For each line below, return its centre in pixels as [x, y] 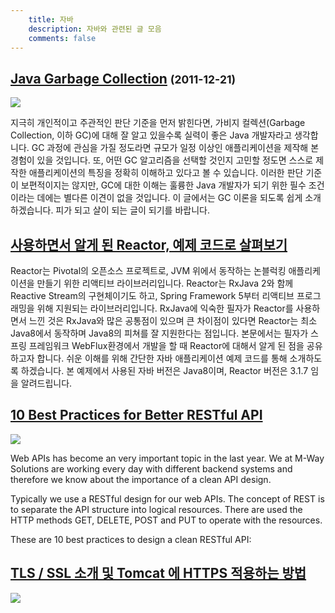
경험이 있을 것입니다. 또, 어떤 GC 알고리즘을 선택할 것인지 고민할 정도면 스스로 [162, 160]
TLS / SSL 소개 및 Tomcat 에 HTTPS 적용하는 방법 [158, 573]
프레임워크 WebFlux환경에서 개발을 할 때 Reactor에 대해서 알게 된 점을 [166, 345]
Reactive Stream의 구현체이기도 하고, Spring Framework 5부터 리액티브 [152, 295]
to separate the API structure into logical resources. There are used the [156, 509]
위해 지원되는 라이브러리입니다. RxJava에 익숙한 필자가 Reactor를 [165, 308]
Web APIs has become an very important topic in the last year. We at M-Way [167, 458]
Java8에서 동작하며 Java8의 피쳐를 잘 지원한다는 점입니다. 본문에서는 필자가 [159, 333]
